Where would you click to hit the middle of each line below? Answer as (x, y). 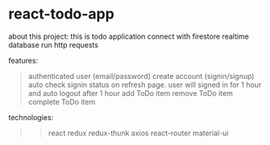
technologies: (31, 117)
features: (23, 60)
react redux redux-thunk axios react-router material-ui (138, 133)
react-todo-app (61, 14)
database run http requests (54, 44)
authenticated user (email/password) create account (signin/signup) (141, 76)
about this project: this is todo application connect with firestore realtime (129, 36)
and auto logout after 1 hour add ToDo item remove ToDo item (131, 93)
